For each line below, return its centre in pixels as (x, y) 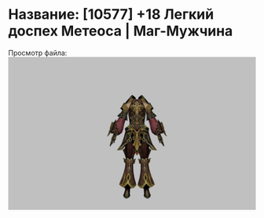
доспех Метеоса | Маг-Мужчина (121, 31)
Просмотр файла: (38, 53)
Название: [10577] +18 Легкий (111, 15)
